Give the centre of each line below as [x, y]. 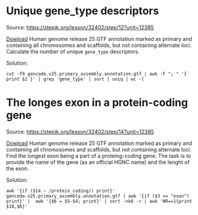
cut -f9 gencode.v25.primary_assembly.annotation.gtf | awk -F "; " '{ [96, 74]
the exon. [17, 168]
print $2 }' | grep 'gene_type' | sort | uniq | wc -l [75, 79]
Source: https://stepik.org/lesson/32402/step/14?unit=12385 [80, 131]
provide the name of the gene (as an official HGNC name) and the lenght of [98, 162]
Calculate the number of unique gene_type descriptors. [73, 51]
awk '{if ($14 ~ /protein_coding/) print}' [61, 191]
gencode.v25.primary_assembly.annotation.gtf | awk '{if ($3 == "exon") [98, 196]
